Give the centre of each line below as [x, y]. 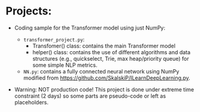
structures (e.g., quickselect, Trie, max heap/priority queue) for [111, 58]
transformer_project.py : [54, 39]
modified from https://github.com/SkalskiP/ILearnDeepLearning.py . [107, 78]
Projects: [29, 11]
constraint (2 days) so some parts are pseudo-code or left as [90, 96]
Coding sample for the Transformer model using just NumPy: [90, 28]
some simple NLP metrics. [65, 65]
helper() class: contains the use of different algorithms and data [111, 52]
